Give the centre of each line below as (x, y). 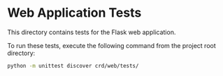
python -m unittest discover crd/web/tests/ (73, 66)
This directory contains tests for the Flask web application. (92, 32)
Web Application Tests (74, 13)
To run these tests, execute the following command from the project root (112, 45)
